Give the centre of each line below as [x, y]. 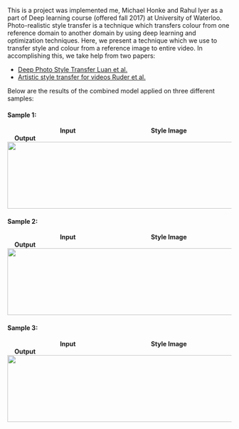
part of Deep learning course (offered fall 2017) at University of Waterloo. [115, 18]
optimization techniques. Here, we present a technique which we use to [112, 41]
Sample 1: [22, 115]
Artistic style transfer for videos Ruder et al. [81, 77]
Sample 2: [22, 221]
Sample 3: [23, 328]
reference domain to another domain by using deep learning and [102, 33]
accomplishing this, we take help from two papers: [81, 56]
